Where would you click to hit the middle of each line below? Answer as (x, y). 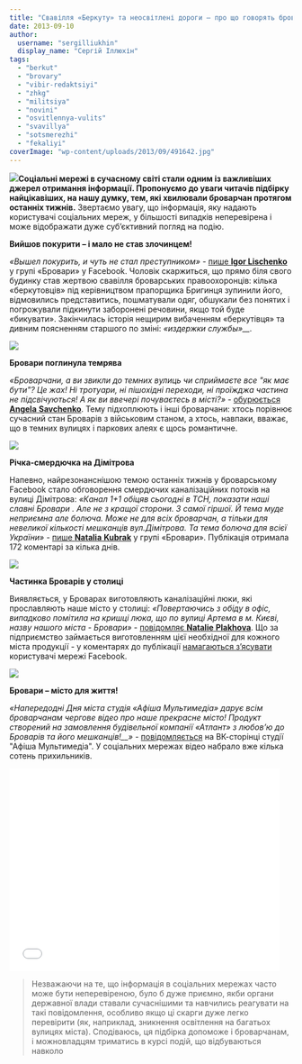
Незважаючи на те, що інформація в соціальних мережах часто (154, 984)
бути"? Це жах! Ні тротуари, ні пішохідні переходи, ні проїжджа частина (149, 389)
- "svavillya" (44, 127)
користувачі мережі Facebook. (68, 656)
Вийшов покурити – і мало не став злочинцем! (101, 243)
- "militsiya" (44, 101)
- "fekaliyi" (42, 143)
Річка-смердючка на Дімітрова (72, 462)
